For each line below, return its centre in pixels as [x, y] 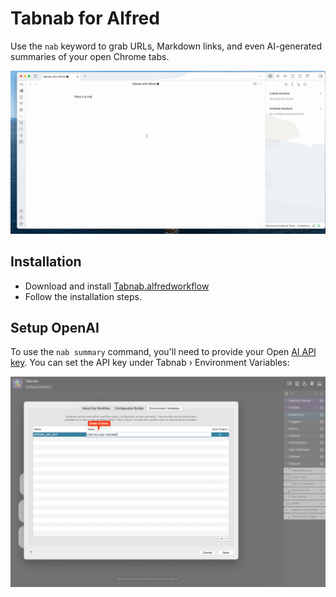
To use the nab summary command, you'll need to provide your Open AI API [163, 352]
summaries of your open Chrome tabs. [90, 56]
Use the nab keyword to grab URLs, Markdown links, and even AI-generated [166, 46]
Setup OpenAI [55, 328]
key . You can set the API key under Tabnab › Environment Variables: [150, 363]
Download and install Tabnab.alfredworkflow [117, 286]
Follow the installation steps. [83, 296]
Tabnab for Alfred [85, 18]
